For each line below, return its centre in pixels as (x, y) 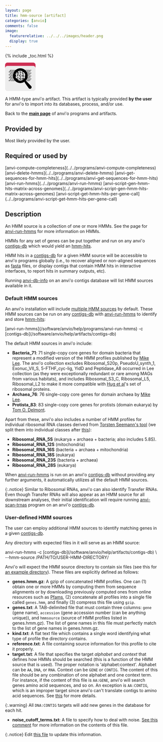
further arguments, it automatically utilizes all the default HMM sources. (77, 480)
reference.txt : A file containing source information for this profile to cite (84, 644)
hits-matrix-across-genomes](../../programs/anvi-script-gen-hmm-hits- (77, 189)
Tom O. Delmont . (29, 410)
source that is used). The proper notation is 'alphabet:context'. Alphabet (84, 665)
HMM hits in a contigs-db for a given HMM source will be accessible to (76, 255)
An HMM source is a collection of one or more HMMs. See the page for (76, 226)
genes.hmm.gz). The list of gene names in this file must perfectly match (84, 623)
